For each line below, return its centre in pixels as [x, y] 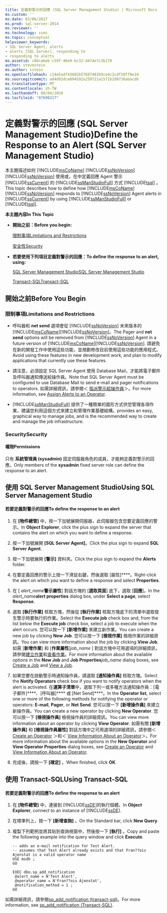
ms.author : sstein [24, 70]
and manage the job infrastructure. [48, 421]
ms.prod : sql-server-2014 [32, 24]
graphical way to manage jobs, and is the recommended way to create [84, 416]
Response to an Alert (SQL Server [76, 145]
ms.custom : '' [20, 14]
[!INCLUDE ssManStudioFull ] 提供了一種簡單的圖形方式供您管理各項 [81, 404]
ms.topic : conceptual [28, 38]
